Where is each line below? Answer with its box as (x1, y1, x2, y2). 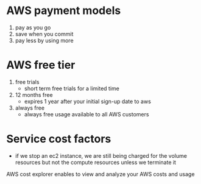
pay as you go (15, 24, 51, 31)
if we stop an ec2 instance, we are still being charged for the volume (15, 152, 188, 159)
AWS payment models (6, 4, 121, 18)
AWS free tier (6, 58, 76, 72)
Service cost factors (6, 132, 111, 146)
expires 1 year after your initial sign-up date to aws (24, 97, 151, 105)
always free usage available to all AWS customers (24, 110, 149, 118)
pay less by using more (15, 37, 74, 44)
